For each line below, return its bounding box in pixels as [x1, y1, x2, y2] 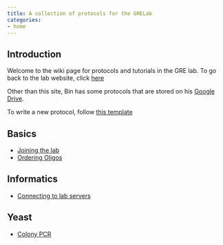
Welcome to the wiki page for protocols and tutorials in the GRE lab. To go [7, 67, 217, 75]
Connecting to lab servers [17, 191, 91, 200]
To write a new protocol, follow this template [7, 108, 133, 116]
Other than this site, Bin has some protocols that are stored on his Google [7, 87, 215, 96]
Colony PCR [17, 230, 52, 238]
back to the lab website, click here [7, 74, 105, 83]
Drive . [7, 94, 24, 103]
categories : [7, 17, 41, 23]
